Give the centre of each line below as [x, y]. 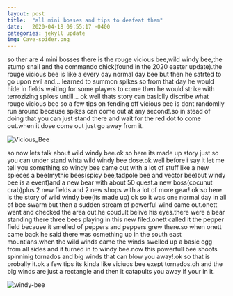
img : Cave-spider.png [39, 40]
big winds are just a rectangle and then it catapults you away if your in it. [111, 272]
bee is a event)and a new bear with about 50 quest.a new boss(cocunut [110, 182]
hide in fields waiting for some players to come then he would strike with [111, 89]
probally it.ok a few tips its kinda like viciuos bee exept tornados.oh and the [115, 264]
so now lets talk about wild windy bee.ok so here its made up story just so [113, 153]
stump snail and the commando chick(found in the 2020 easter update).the [115, 67]
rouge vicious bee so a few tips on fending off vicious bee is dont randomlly [116, 104]
